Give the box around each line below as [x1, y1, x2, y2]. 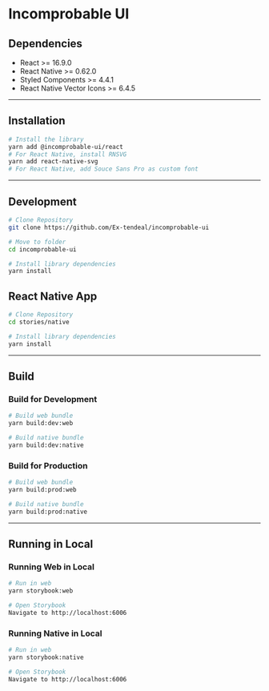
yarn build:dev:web [8, 420, 74, 428]
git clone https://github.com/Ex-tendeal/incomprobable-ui [8, 223, 210, 231]
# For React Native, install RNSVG [8, 150, 127, 159]
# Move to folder [8, 238, 66, 246]
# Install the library [8, 135, 84, 143]
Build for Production [8, 460, 88, 471]
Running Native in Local [8, 628, 102, 639]
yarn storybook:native [8, 653, 84, 661]
